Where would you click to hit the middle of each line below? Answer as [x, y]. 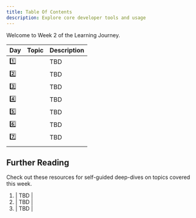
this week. [19, 184]
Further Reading [38, 162]
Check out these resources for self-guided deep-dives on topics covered [98, 177]
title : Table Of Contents [39, 12]
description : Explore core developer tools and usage [76, 18]
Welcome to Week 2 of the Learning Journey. [63, 35]
